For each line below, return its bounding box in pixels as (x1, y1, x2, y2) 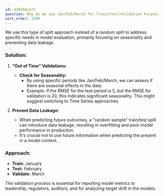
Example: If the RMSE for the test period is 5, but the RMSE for (26, 88, 151, 94)
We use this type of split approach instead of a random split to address (5, 30, 147, 35)
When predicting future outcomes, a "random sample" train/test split (19, 117, 157, 123)
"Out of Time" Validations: (12, 63, 67, 68)
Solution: (5, 52, 27, 59)
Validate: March (12, 171, 45, 177)
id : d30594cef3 (5, 7, 36, 12)
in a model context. (19, 137, 58, 143)
